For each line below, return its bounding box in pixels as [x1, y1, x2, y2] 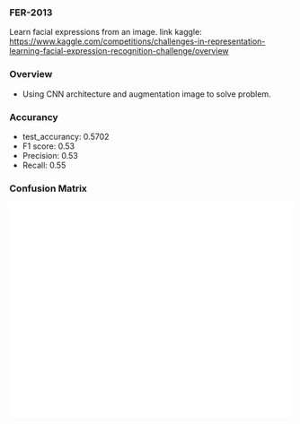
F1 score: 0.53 [22, 141, 75, 151]
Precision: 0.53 [22, 150, 79, 160]
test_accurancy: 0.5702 [22, 131, 110, 142]
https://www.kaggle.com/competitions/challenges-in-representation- [9, 36, 266, 47]
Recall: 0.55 [22, 160, 66, 170]
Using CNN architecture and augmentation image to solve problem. [22, 88, 271, 100]
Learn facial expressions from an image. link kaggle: [9, 27, 202, 38]
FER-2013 [9, 6, 53, 19]
